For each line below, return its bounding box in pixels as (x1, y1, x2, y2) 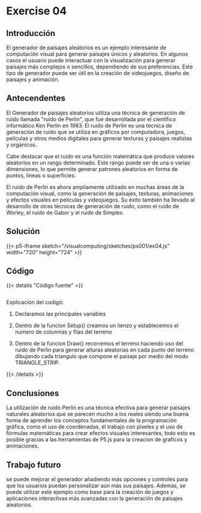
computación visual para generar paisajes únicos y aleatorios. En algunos (6, 50, 188, 58)
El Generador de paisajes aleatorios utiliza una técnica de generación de (6, 109, 185, 116)
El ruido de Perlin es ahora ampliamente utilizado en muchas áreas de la (6, 183, 184, 190)
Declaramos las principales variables (14, 310, 106, 317)
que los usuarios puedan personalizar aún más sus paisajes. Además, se (6, 482, 186, 490)
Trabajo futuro (6, 460, 61, 470)
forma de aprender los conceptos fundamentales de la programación (6, 417, 177, 424)
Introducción (6, 28, 56, 38)
